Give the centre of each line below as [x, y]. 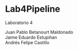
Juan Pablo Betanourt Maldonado [39, 32]
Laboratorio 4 [19, 23]
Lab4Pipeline [33, 9]
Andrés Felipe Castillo [27, 42]
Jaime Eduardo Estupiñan [31, 37]
